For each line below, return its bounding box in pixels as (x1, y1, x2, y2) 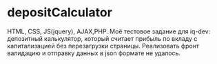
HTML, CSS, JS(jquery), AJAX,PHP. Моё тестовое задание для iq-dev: (7, 27, 211, 35)
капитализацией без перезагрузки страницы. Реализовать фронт (7, 42, 200, 50)
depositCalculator (7, 5, 112, 20)
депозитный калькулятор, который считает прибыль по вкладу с (7, 34, 198, 42)
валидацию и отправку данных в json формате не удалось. (7, 49, 181, 57)
